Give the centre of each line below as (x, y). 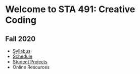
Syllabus (21, 51)
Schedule (22, 56)
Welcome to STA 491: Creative (70, 9)
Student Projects (30, 62)
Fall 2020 (20, 39)
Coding (21, 20)
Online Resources (31, 67)
